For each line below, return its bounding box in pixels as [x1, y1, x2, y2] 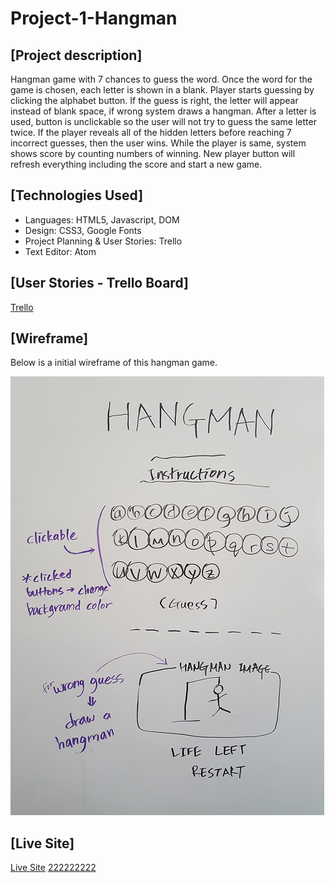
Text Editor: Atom [24, 245, 97, 257]
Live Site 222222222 [10, 862, 97, 874]
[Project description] [10, 47, 143, 64]
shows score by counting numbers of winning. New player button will [10, 148, 296, 159]
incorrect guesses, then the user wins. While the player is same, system [10, 137, 307, 149]
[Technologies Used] [10, 187, 144, 204]
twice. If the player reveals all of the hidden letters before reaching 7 [10, 127, 292, 138]
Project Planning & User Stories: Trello [24, 235, 183, 247]
